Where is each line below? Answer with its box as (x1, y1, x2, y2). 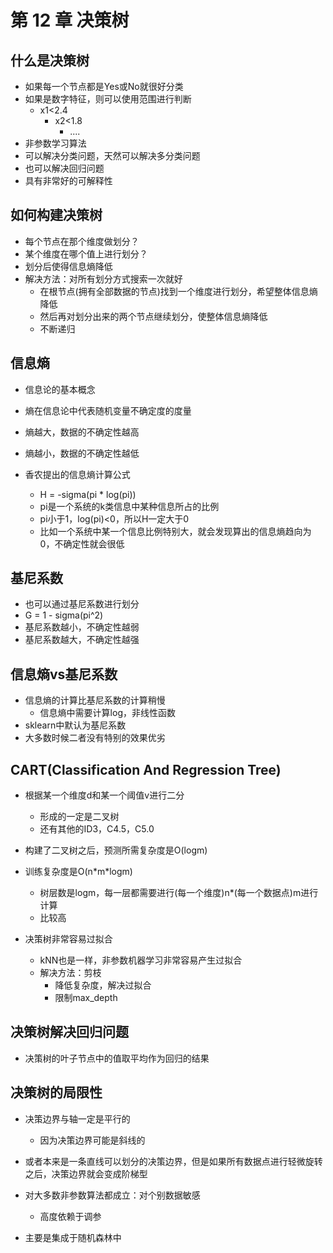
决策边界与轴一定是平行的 (24, 1112, 131, 1125)
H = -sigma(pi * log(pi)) (39, 488, 137, 500)
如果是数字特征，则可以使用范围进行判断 (24, 93, 192, 105)
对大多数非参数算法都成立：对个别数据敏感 (24, 1189, 201, 1201)
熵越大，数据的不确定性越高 (24, 426, 140, 438)
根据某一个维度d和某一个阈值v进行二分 (24, 789, 185, 801)
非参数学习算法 (24, 137, 87, 149)
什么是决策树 (10, 52, 90, 69)
